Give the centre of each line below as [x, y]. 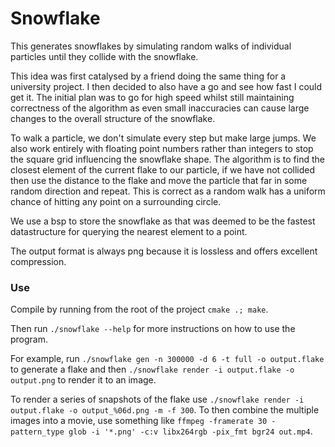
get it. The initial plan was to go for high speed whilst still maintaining [152, 97]
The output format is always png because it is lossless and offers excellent [164, 251]
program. [29, 339]
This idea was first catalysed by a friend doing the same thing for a [148, 76]
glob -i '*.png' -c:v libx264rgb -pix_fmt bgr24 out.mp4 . [190, 431]
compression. [38, 261]
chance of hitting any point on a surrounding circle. [116, 201]
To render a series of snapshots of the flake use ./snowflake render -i [157, 399]
